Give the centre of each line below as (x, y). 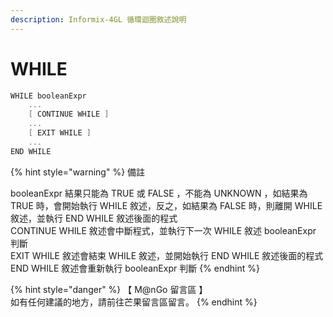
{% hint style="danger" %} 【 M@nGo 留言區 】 (109, 289)
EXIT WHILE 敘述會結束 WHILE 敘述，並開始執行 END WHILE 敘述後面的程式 (167, 255)
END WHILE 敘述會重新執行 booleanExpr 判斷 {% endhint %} (135, 268)
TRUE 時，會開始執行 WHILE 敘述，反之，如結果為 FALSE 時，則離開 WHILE (166, 205)
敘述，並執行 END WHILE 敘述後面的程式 (94, 218)
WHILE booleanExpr (48, 96)
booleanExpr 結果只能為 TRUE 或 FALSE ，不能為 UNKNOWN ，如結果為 (159, 193)
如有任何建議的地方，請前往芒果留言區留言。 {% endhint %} (134, 302)
